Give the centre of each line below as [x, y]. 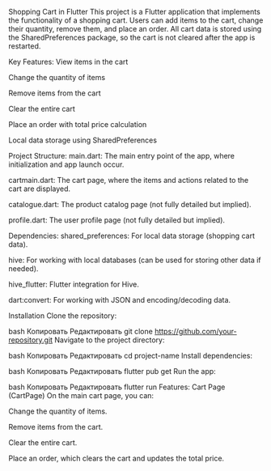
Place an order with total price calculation [78, 124]
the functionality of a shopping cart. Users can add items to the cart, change [136, 20]
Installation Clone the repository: [63, 316]
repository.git [31, 340]
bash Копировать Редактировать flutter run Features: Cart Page [117, 387]
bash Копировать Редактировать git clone [81, 331]
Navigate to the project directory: [110, 340]
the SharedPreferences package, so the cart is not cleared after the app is [132, 37]
